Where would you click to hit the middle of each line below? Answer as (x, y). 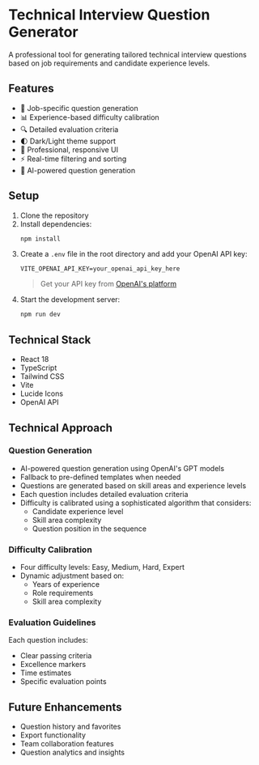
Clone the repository (54, 215)
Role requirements (63, 593)
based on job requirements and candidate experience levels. (109, 63)
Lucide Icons (41, 393)
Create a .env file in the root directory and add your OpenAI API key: (134, 254)
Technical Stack (50, 340)
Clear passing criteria (56, 656)
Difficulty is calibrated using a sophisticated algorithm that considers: (136, 503)
